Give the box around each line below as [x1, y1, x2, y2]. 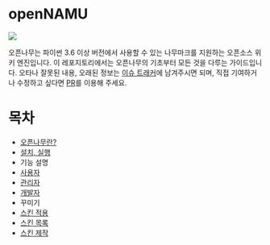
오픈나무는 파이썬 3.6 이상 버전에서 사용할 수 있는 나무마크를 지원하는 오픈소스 [8, 48, 254, 57]
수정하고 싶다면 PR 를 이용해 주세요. [16, 77, 127, 87]
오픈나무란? [19, 137, 57, 147]
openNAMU [8, 5, 89, 23]
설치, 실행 [19, 147, 51, 157]
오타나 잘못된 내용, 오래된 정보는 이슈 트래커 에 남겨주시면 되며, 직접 [19, 68, 230, 77]
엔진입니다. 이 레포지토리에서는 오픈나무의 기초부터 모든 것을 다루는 [16, 57, 228, 67]
